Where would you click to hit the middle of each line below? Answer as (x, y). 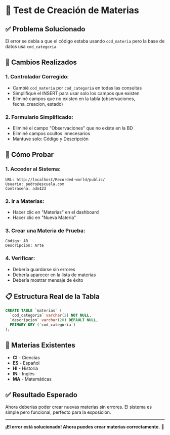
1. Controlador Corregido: (37, 77)
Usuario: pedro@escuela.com (35, 184)
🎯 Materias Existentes (40, 345)
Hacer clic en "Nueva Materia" (44, 217)
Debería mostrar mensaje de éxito (48, 280)
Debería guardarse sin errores (44, 269)
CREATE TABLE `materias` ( (34, 311)
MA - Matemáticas (32, 379)
